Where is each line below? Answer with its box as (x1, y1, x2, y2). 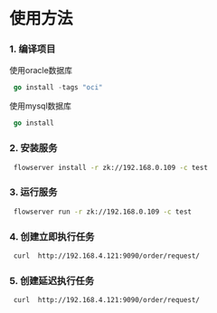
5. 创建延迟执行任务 (9, 274, 95, 287)
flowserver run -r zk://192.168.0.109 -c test (13, 207, 193, 216)
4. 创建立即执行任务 (9, 230, 95, 242)
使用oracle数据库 (9, 65, 73, 76)
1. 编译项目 (9, 43, 56, 55)
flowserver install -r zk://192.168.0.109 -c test (13, 163, 208, 172)
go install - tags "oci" (13, 83, 103, 92)
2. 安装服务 (9, 142, 58, 155)
